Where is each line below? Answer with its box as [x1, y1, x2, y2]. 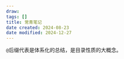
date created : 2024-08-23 [6, 24, 69, 31]
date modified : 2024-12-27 [6, 30, 72, 36]
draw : [6, 8, 19, 14]
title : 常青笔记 [6, 19, 42, 25]
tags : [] [6, 14, 27, 20]
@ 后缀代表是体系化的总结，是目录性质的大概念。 [6, 47, 122, 54]
